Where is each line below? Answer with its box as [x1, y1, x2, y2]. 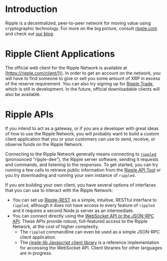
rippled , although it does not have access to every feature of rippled [12, 202, 155, 208]
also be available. [5, 91, 41, 97]
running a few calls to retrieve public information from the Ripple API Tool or [5, 166, 161, 173]
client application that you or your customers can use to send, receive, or [5, 136, 156, 142]
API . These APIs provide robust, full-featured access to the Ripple [12, 218, 148, 224]
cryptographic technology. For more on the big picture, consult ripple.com [5, 25, 158, 31]
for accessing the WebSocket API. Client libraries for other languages [19, 244, 163, 250]
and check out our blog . [5, 30, 54, 36]
